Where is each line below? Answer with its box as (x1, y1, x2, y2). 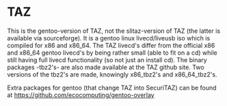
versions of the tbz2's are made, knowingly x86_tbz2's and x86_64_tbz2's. (7, 70, 217, 79)
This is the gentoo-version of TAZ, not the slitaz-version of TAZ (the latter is (7, 27, 221, 35)
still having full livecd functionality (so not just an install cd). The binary (7, 55, 207, 64)
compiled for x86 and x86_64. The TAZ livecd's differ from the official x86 (7, 41, 215, 49)
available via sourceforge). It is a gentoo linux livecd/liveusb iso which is (7, 34, 211, 42)
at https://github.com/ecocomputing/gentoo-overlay (7, 90, 155, 99)
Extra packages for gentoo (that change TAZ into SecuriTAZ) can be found (7, 83, 217, 92)
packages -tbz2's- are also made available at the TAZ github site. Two (7, 63, 204, 71)
